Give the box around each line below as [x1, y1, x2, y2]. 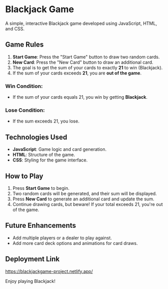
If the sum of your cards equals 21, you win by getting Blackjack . [12, 94, 148, 100]
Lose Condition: [5, 106, 45, 113]
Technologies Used [5, 133, 67, 141]
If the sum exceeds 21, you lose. [12, 118, 80, 125]
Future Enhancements [5, 221, 77, 230]
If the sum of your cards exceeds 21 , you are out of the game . [12, 70, 142, 76]
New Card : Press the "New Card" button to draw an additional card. [12, 59, 154, 65]
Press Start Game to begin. [12, 185, 70, 191]
